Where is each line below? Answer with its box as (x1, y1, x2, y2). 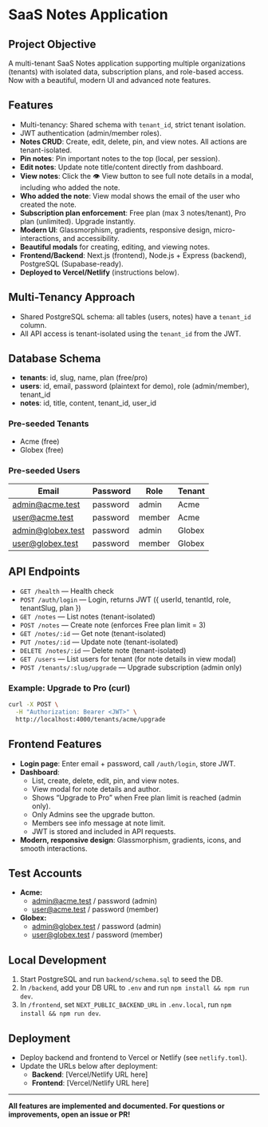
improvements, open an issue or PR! (8, 1109, 131, 1119)
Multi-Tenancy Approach (8, 291, 136, 304)
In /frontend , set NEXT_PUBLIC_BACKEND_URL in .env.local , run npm (19, 1000, 232, 1010)
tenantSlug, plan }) (19, 603, 81, 612)
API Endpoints (8, 565, 81, 579)
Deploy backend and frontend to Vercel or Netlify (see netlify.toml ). (19, 1053, 247, 1062)
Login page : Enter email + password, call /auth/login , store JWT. (19, 758, 236, 768)
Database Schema (8, 352, 101, 366)
